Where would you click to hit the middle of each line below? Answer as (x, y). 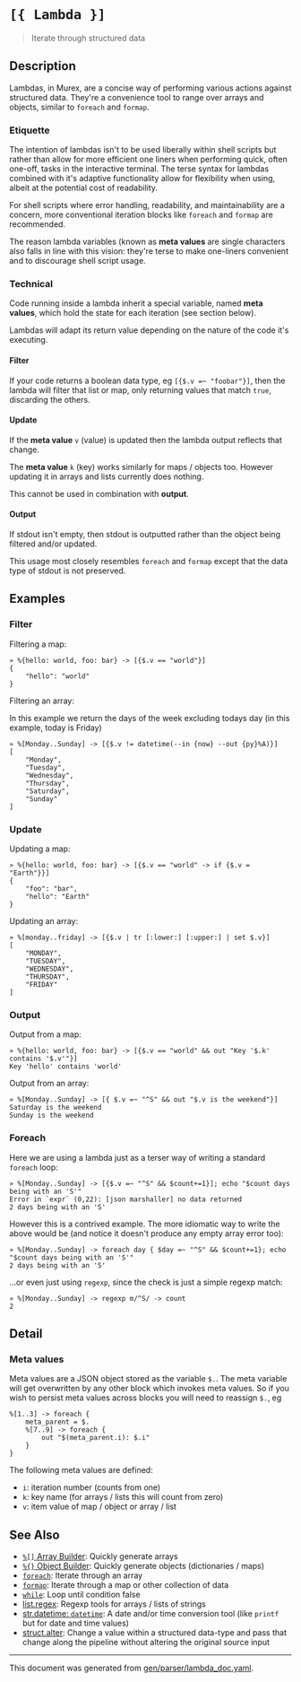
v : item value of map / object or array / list (99, 1507)
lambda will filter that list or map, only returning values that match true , (140, 390)
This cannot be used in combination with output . (99, 493)
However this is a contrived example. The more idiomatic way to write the (145, 1224)
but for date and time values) (76, 1623)
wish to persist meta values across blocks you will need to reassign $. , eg (146, 1398)
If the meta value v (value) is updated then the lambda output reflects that (146, 440)
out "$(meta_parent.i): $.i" (96, 1438)
